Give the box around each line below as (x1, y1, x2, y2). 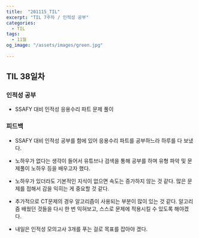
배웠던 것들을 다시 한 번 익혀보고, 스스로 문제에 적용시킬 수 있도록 (21, 205, 173, 212)
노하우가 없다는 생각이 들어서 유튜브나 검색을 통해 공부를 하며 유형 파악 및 (14, 157, 186, 164)
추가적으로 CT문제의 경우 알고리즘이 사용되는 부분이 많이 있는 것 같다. (14, 197, 178, 204)
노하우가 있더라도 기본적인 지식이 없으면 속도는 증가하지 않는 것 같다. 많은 (14, 177, 186, 185)
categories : (6, 20, 36, 26)
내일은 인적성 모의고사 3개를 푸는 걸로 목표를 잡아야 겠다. (14, 225, 148, 233)
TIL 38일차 (6, 71, 45, 82)
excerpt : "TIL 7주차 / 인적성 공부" (6, 14, 89, 20)
